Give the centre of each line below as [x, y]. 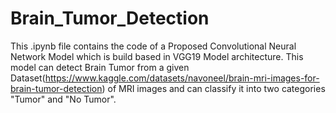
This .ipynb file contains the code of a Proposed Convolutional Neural [153, 46]
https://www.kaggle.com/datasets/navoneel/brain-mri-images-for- [182, 78]
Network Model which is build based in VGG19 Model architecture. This [157, 56]
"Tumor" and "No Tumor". [63, 99]
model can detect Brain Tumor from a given [100, 67]
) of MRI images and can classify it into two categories [213, 88]
